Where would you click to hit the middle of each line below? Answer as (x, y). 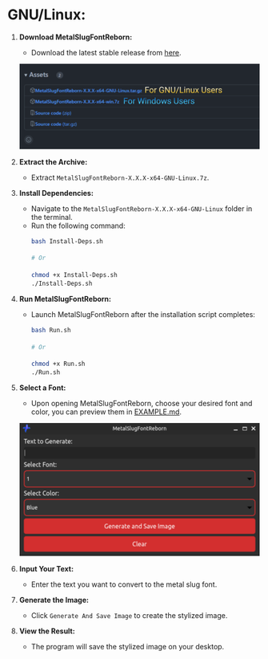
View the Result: (47, 631)
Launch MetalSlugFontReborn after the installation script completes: (143, 314)
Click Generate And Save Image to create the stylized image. (129, 615)
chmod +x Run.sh (58, 364)
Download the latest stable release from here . (106, 52)
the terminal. (52, 217)
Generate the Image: (54, 600)
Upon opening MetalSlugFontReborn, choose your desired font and (142, 404)
